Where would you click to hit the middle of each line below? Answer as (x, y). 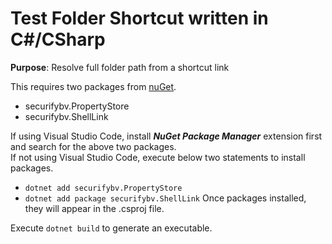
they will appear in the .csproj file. (94, 208)
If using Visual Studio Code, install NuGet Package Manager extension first (166, 136)
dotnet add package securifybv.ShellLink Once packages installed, (165, 198)
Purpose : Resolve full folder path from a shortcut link (120, 67)
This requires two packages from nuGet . (93, 86)
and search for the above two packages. (93, 146)
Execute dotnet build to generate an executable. (111, 228)
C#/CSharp (58, 39)
